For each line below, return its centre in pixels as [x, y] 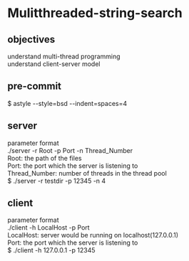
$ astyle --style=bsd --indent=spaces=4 [67, 103]
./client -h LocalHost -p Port [49, 228]
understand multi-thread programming [64, 56]
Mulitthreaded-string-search [95, 13]
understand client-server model [54, 64]
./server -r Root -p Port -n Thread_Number [70, 150]
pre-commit [35, 86]
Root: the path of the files [45, 158]
